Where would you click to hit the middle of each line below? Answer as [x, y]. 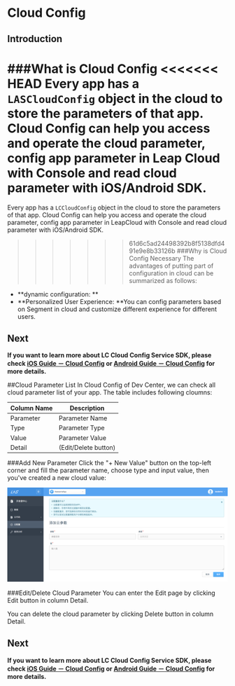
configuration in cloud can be [171, 273]
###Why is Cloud [202, 251]
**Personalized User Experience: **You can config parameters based [119, 301]
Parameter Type [81, 428]
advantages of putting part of [171, 266]
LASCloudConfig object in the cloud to [115, 98]
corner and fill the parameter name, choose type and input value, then [108, 470]
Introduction [35, 39]
